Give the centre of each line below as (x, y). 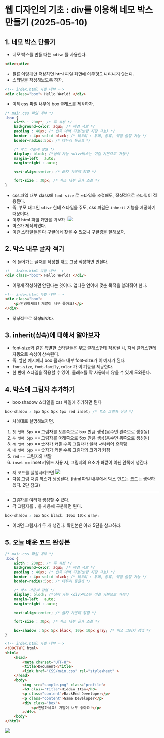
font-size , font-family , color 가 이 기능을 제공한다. (63, 366)
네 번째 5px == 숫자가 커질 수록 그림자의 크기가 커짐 (61, 450)
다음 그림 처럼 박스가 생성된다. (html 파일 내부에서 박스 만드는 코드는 (77, 479)
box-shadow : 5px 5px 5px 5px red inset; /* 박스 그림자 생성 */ (69, 411)
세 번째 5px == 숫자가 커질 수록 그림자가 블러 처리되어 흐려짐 (70, 444)
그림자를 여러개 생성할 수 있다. (41, 500)
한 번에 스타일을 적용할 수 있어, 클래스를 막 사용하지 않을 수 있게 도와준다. (82, 372)
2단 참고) (31, 485)
